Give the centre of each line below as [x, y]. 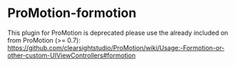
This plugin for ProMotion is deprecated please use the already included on [118, 33]
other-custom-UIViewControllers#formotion [72, 55]
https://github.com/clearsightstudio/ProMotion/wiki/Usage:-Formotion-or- [116, 48]
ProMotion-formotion [72, 13]
